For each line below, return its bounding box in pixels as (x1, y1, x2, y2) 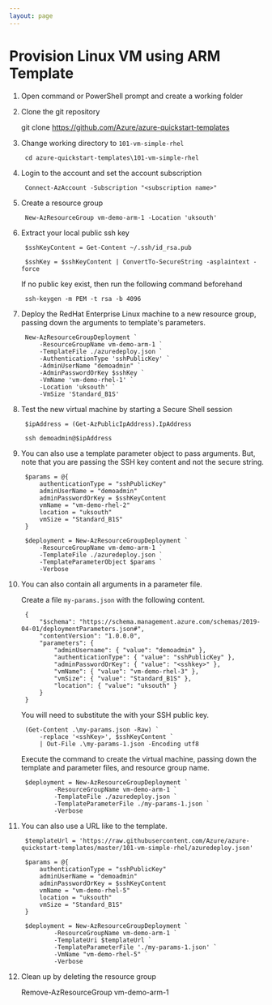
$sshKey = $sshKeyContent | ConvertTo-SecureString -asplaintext (24, 257, 250, 266)
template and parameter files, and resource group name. (20, 762, 210, 772)
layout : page (9, 11, 53, 20)
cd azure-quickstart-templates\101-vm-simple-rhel (24, 153, 199, 162)
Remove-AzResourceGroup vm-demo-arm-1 (20, 987, 169, 997)
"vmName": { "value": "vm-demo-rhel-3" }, (53, 667, 199, 676)
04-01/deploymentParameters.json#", (20, 625, 145, 633)
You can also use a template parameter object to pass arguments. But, (20, 448, 256, 458)
